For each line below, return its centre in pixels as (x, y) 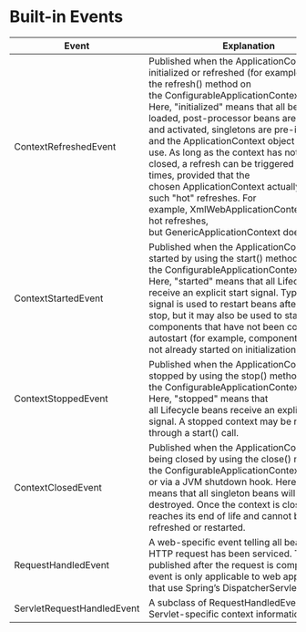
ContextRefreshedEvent (65, 146)
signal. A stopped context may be (220, 421)
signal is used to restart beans (213, 304)
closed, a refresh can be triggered (221, 163)
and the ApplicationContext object (222, 140)
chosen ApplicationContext (207, 186)
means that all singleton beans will (222, 492)
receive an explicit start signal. (214, 292)
